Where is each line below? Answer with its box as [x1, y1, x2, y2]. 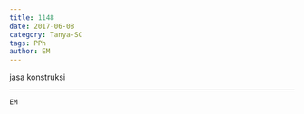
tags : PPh [9, 38, 47, 48]
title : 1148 [9, 13, 54, 23]
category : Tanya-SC [9, 30, 83, 39]
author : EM [9, 47, 51, 56]
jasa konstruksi [9, 71, 66, 82]
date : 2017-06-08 [9, 22, 75, 31]
